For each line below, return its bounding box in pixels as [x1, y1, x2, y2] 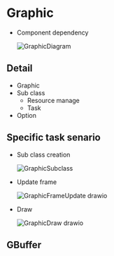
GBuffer [6, 238, 42, 251]
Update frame [16, 178, 57, 186]
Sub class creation [16, 150, 71, 159]
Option [16, 111, 36, 119]
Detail [6, 62, 33, 75]
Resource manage [27, 96, 80, 104]
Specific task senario [6, 132, 101, 144]
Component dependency [16, 28, 89, 37]
